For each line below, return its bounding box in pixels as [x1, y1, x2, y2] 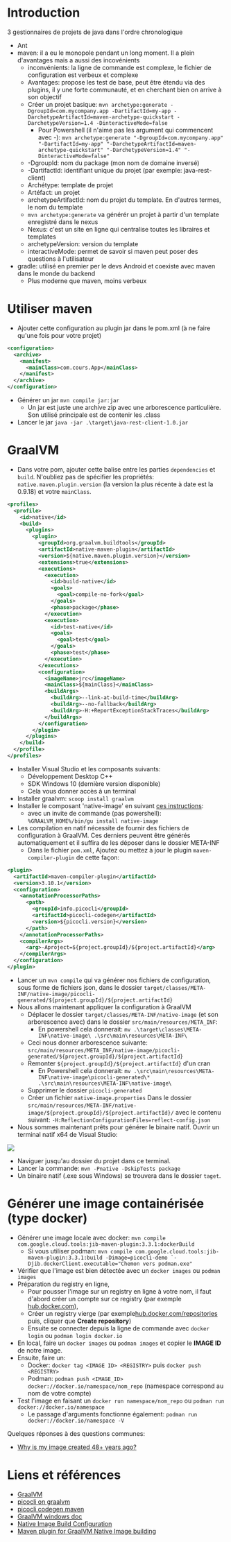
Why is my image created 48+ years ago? [17, 1443, 137, 1451]
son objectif [27, 92, 62, 101]
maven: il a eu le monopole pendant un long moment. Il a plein [17, 49, 195, 57]
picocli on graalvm [17, 1497, 71, 1506]
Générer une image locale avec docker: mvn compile [17, 1233, 166, 1242]
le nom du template [27, 203, 83, 211]
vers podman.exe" [142, 1260, 193, 1267]
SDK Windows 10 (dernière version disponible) [27, 779, 161, 788]
